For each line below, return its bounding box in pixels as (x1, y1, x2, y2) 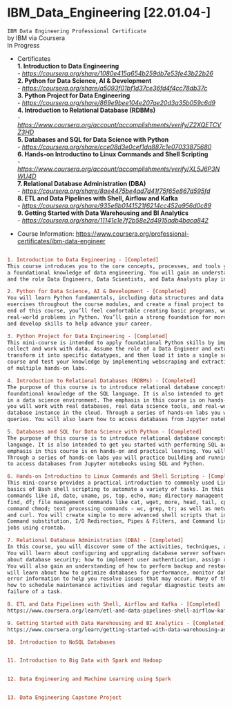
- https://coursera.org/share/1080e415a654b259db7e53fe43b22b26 (17, 69, 214, 77)
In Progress (7, 41, 40, 49)
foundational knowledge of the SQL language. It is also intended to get (7, 390, 224, 397)
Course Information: (17, 230, 75, 238)
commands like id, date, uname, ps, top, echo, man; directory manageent (7, 492, 224, 499)
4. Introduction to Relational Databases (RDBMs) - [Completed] (7, 377, 196, 384)
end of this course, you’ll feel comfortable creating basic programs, (7, 308, 217, 315)
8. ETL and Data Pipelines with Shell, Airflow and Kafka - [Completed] (7, 601, 221, 608)
